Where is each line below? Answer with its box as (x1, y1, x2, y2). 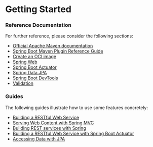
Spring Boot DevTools (12, 75, 58, 81)
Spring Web (12, 59, 37, 65)
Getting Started (5, 4, 72, 15)
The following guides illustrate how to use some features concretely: (5, 105, 148, 111)
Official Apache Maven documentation (12, 43, 93, 49)
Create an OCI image (12, 54, 57, 60)
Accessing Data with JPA (12, 135, 65, 142)
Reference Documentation (5, 22, 72, 29)
